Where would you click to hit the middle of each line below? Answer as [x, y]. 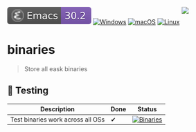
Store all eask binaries [56, 68]
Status [147, 109]
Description [57, 109]
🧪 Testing [28, 91]
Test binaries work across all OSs [57, 119]
